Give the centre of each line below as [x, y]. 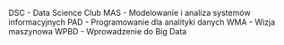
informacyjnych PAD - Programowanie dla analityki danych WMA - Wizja [142, 22]
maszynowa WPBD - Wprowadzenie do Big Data [98, 31]
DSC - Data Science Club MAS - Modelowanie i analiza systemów [130, 13]
